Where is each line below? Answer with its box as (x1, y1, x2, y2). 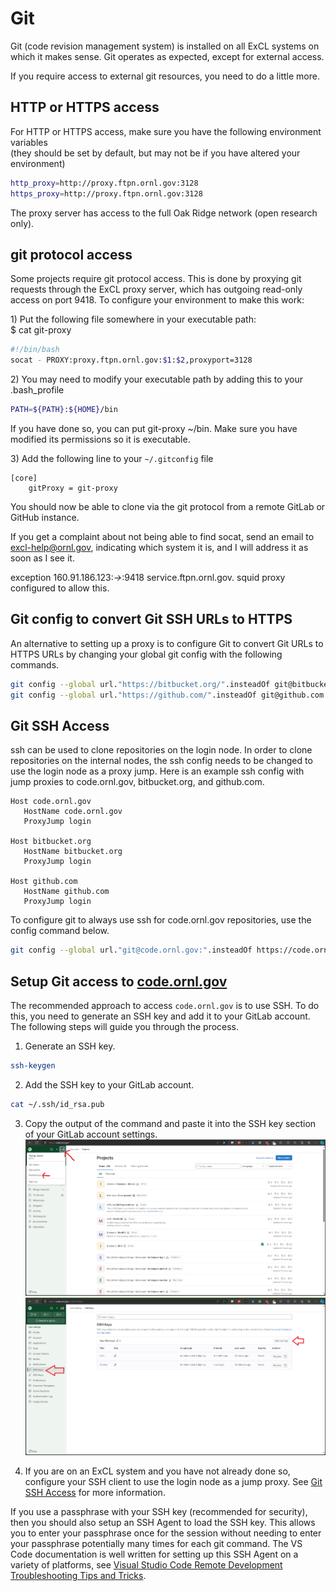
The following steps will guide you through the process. (10, 1021, 240, 1032)
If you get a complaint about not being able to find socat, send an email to (10, 530, 315, 542)
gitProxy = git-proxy (28, 483, 118, 493)
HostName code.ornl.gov (23, 807, 123, 817)
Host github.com (10, 877, 78, 887)
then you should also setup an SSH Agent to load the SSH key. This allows (10, 1517, 316, 1528)
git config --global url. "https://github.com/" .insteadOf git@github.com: (10, 690, 329, 700)
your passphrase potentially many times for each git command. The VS (10, 1538, 303, 1549)
